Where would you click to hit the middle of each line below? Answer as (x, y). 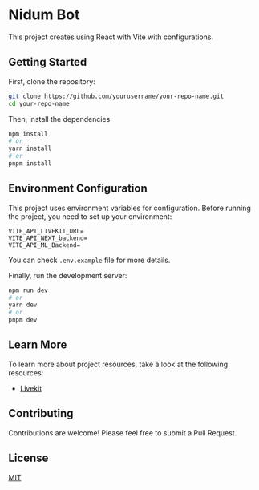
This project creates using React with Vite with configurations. (111, 37)
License (28, 458)
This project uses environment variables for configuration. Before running (129, 208)
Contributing (41, 413)
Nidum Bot (44, 15)
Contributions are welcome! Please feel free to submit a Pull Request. (123, 433)
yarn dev (23, 305)
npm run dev (28, 290)
